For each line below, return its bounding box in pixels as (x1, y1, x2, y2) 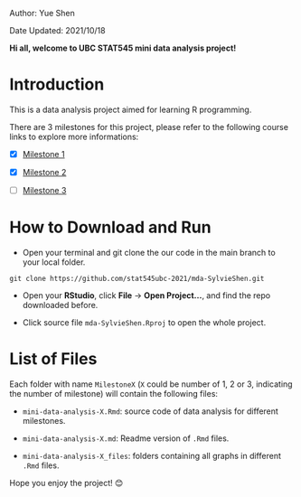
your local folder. (22, 257, 86, 267)
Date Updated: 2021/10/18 (9, 25, 106, 35)
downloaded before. (22, 300, 99, 311)
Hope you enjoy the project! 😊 (9, 478, 124, 488)
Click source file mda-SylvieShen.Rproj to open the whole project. (22, 317, 267, 328)
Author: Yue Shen (9, 8, 75, 18)
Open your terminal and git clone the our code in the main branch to (22, 248, 276, 258)
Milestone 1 (22, 148, 65, 159)
